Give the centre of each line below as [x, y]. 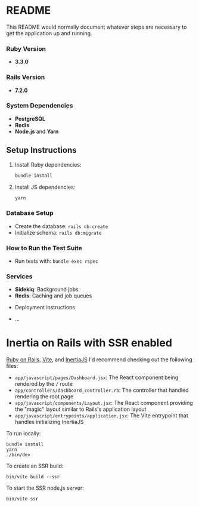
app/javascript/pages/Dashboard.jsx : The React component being [97, 377]
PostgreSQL [30, 119]
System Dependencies [40, 106]
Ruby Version [26, 48]
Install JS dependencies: [45, 187]
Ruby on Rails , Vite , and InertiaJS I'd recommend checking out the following [99, 359]
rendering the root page [44, 397]
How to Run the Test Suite [44, 248]
